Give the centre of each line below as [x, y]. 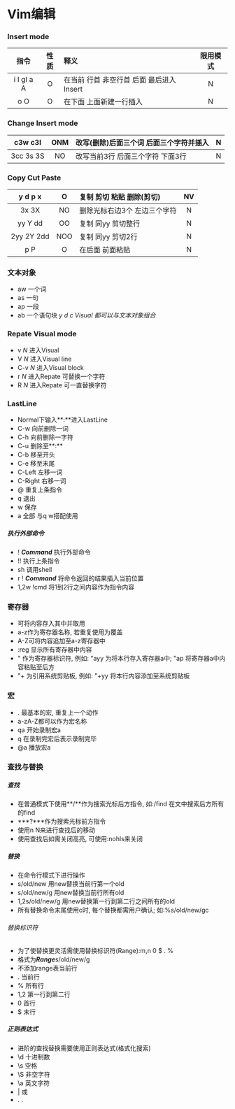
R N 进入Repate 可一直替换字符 [62, 385]
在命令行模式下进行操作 [51, 875]
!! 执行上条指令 [38, 561]
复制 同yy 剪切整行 [110, 224]
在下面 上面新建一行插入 [103, 102]
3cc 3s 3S [28, 156]
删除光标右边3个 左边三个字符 [128, 210]
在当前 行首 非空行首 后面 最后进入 [120, 80]
